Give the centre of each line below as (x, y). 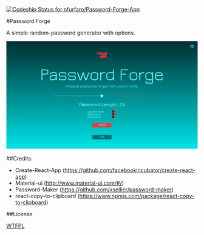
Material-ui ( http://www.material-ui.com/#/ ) (70, 183)
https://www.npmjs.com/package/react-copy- (137, 196)
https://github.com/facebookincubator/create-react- (130, 170)
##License (20, 214)
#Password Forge (28, 21)
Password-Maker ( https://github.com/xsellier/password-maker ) (94, 189)
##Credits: (19, 158)
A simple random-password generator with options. (71, 33)
